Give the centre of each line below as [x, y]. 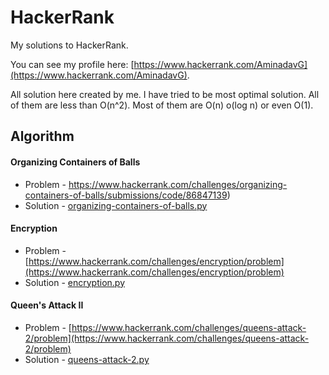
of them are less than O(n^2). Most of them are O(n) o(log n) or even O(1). [162, 105]
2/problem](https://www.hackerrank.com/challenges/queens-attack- [167, 338]
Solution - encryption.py [74, 282]
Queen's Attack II [47, 305]
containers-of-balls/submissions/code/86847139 [126, 195]
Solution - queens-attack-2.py [87, 359]
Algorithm [42, 136]
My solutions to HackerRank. [69, 45]
